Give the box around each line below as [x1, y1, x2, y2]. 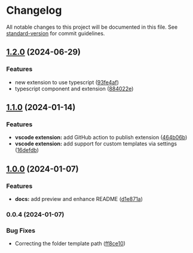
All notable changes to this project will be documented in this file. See [6, 23, 178, 31]
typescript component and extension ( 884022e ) [14, 85, 134, 92]
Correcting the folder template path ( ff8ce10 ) [14, 240, 125, 247]
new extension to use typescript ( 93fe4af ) [14, 78, 120, 86]
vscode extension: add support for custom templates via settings [14, 140, 177, 147]
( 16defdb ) [14, 147, 39, 154]
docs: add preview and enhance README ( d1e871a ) [14, 196, 143, 202]
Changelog [6, 4, 62, 17]
